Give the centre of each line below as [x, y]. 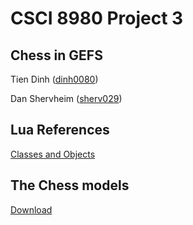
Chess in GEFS [56, 55]
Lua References [60, 130]
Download [31, 209]
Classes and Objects [53, 154]
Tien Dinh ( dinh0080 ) [54, 79]
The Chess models [70, 185]
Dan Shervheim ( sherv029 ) [66, 98]
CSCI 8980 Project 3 [97, 18]
